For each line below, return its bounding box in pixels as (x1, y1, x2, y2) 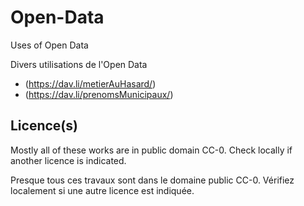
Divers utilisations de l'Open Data (10, 58, 148, 70)
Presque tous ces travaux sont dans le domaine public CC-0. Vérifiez (10, 174, 295, 186)
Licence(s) (10, 117, 78, 135)
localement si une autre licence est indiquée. (10, 184, 195, 196)
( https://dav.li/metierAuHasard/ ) (24, 77, 157, 90)
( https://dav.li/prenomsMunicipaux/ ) (24, 88, 174, 100)
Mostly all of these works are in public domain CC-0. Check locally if (10, 144, 293, 156)
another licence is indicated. (10, 154, 127, 166)
